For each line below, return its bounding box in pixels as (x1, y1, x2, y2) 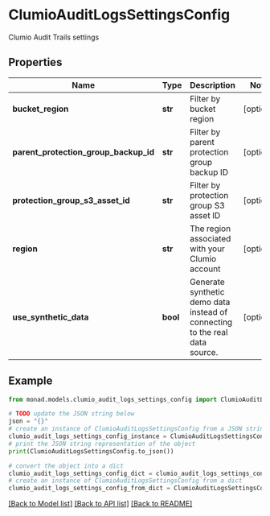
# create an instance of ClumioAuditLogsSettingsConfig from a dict (8, 477, 243, 485)
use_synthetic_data (12, 312, 89, 323)
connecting (190, 316, 233, 328)
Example (8, 374, 53, 388)
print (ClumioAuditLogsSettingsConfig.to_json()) (8, 447, 174, 456)
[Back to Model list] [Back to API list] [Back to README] (8, 499, 193, 509)
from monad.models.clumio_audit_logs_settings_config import (8, 395, 218, 403)
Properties (8, 56, 63, 69)
